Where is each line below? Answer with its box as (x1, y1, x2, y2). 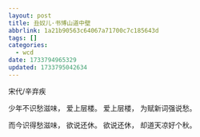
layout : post (8, 11, 52, 20)
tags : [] (8, 33, 38, 42)
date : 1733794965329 (8, 57, 78, 65)
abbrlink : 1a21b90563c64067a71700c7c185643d (8, 26, 159, 34)
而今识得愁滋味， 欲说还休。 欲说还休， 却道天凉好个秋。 (8, 120, 197, 130)
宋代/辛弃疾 (8, 86, 46, 96)
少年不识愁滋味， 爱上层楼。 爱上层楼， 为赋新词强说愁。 (8, 103, 197, 112)
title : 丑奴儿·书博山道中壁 (8, 19, 91, 27)
